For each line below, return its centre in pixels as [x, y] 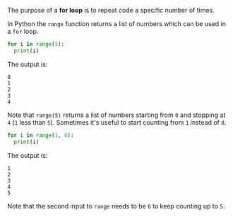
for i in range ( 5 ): [36, 44]
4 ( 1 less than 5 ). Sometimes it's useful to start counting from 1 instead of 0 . [117, 122]
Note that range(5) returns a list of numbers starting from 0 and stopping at [116, 115]
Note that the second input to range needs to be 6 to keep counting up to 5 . [116, 206]
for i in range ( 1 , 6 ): [41, 135]
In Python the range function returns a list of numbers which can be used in [116, 24]
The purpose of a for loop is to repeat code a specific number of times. [111, 10]
